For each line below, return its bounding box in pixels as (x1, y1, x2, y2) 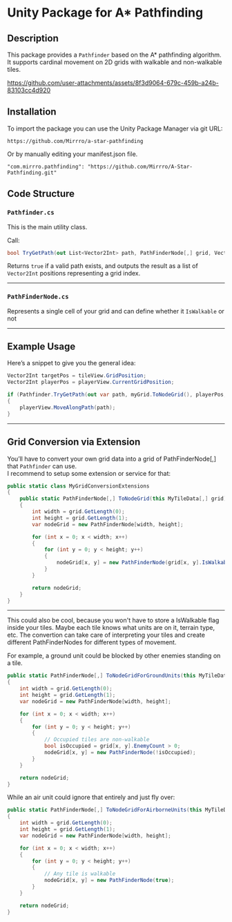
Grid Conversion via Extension (7, 436, 141, 448)
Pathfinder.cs (7, 209, 55, 217)
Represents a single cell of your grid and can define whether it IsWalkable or (7, 307, 224, 315)
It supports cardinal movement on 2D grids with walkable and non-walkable (7, 58, 222, 66)
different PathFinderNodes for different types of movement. (7, 638, 177, 646)
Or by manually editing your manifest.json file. (7, 150, 138, 158)
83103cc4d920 (7, 86, 51, 94)
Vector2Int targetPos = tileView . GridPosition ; (7, 372, 147, 379)
